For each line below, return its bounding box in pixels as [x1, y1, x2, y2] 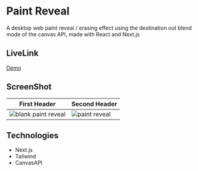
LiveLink [6, 48, 39, 59]
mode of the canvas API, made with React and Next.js [6, 30, 140, 37]
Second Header [71, 100, 118, 108]
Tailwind [14, 153, 36, 160]
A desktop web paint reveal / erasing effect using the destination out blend [6, 24, 192, 31]
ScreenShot [6, 82, 52, 92]
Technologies [6, 130, 59, 140]
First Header [19, 100, 56, 108]
